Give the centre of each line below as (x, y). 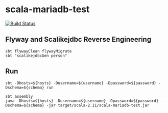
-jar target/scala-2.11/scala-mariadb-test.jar (98, 105)
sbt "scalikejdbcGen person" (36, 55)
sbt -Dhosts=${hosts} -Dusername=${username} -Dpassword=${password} (81, 83)
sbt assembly (19, 96)
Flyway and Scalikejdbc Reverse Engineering (78, 39)
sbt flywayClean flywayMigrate (39, 51)
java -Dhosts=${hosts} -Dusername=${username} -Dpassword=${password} (82, 101)
